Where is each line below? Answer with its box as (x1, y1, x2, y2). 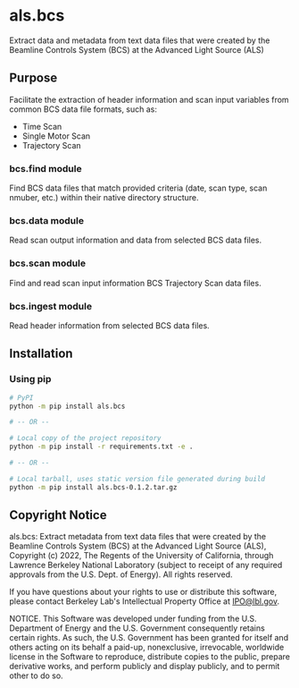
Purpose (9, 71, 58, 86)
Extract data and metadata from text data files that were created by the (9, 35, 270, 46)
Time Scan (21, 121, 62, 132)
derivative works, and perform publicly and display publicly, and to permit (9, 661, 280, 672)
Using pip (9, 373, 52, 386)
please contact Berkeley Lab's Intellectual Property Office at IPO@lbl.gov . (9, 596, 279, 607)
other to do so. (9, 670, 64, 681)
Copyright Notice (9, 507, 107, 523)
